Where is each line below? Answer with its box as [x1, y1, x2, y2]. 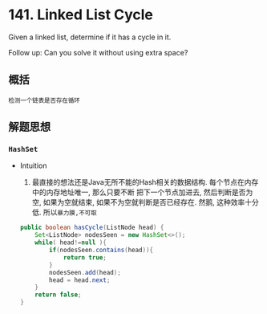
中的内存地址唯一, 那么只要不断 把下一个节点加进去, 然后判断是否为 [31, 187, 253, 198]
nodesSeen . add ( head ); [49, 268, 122, 276]
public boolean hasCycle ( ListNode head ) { [19, 223, 164, 232]
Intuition [19, 161, 47, 170]
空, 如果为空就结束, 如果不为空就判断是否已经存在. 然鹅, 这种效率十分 [31, 198, 259, 207]
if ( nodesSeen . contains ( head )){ [49, 247, 154, 255]
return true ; [63, 253, 107, 262]
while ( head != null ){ [34, 239, 107, 247]
